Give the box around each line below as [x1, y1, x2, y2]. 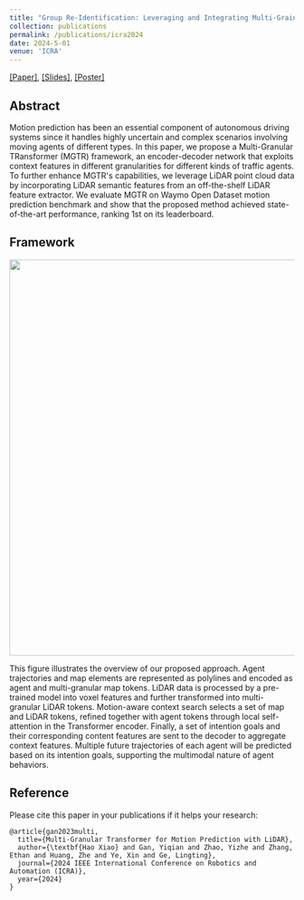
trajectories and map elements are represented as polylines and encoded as [9, 672, 293, 684]
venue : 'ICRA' [9, 47, 63, 56]
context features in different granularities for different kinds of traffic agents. [9, 160, 294, 171]
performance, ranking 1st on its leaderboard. [48, 208, 214, 219]
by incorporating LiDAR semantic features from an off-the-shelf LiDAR [9, 179, 271, 190]
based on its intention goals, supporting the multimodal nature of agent [9, 749, 274, 761]
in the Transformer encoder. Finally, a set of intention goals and [43, 721, 280, 732]
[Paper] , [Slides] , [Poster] [9, 72, 105, 82]
